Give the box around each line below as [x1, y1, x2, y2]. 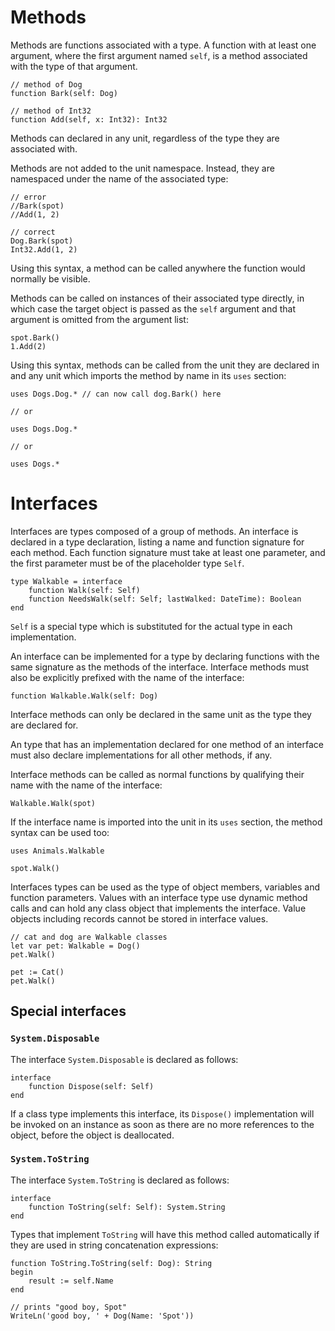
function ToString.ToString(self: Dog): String [10, 1258, 213, 1268]
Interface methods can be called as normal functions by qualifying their [10, 768, 305, 780]
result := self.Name [28, 1276, 114, 1286]
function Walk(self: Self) [28, 585, 141, 595]
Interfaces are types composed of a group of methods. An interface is [10, 525, 299, 537]
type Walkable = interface [10, 576, 123, 586]
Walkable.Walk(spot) [10, 798, 97, 808]
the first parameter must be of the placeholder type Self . [10, 557, 245, 569]
